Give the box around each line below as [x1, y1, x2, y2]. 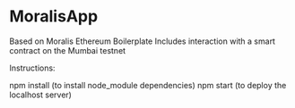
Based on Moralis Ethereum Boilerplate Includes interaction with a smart [9, 36, 276, 46]
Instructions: [9, 62, 56, 73]
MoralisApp [9, 6, 99, 27]
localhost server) [9, 89, 72, 100]
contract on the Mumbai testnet [9, 45, 126, 55]
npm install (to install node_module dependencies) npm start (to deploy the [9, 79, 287, 90]
